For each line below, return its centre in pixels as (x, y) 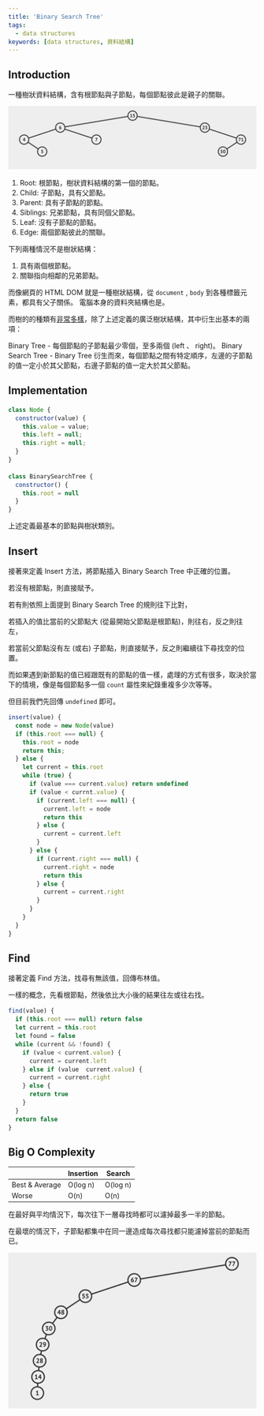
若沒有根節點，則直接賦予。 (53, 588)
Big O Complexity (52, 1152)
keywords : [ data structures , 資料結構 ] (71, 42)
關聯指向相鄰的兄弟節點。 (61, 275)
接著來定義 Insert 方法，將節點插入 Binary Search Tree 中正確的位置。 (121, 571)
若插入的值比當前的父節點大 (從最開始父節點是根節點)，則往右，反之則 (122, 622)
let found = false (46, 1036)
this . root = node (51, 742)
